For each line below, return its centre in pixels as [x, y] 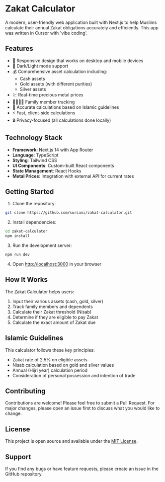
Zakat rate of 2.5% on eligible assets [50, 360]
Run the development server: [42, 245]
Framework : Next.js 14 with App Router [53, 150]
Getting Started [30, 192]
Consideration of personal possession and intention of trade [74, 375]
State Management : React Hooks [47, 171]
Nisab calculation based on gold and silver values [63, 365]
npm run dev [17, 254]
